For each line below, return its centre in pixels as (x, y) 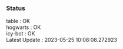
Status (16, 8)
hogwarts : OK (24, 27)
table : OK (18, 21)
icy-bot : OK (21, 34)
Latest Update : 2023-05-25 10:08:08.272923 (62, 40)
